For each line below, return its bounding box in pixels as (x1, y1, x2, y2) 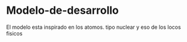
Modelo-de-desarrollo (6, 4, 119, 17)
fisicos (6, 29, 23, 37)
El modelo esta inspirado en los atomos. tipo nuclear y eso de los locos (6, 23, 181, 31)
